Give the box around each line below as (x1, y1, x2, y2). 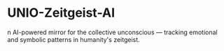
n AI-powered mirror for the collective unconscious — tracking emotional (7, 28, 218, 36)
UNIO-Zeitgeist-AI (7, 5, 115, 21)
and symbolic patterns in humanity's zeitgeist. (7, 35, 140, 43)
